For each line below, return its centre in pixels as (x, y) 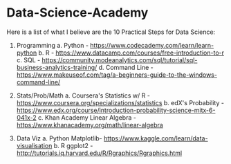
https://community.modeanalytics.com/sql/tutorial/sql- (120, 60)
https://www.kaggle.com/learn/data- (156, 138)
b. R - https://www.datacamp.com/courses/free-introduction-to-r (131, 53)
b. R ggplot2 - (73, 145)
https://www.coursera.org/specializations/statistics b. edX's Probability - (120, 102)
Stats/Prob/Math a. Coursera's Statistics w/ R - (83, 95)
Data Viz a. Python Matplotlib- (59, 138)
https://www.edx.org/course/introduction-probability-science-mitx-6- (116, 110)
